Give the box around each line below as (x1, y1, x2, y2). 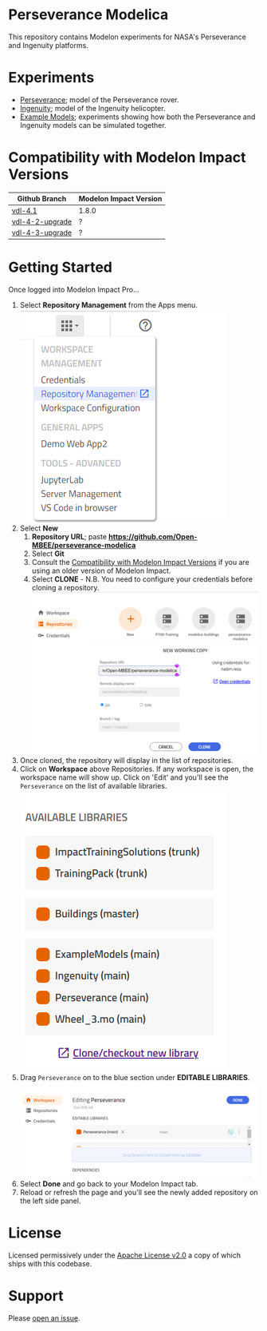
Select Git (31, 549, 65, 558)
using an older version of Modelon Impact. (31, 566, 171, 575)
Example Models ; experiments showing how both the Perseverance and (19, 112, 256, 121)
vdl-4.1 (11, 205, 37, 215)
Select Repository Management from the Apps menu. (19, 300, 198, 309)
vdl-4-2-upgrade (11, 217, 73, 226)
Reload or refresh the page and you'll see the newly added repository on (19, 1187, 258, 1197)
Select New (19, 523, 58, 533)
